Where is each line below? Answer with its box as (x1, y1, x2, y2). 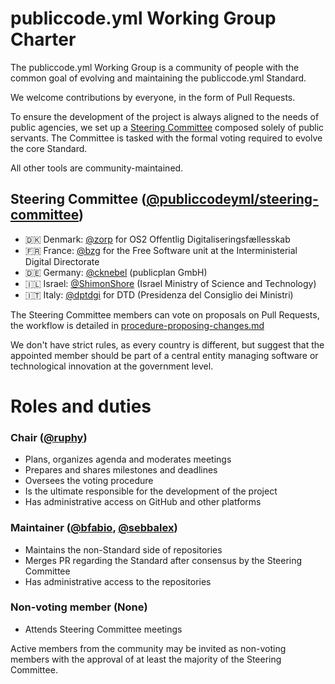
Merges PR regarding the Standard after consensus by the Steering (24, 554, 303, 566)
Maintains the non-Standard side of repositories (24, 543, 223, 556)
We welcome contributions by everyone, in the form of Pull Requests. (10, 91, 296, 103)
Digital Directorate (24, 255, 100, 267)
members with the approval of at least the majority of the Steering (10, 653, 282, 665)
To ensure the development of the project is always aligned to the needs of (10, 110, 320, 122)
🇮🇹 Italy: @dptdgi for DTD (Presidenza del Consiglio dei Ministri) (24, 288, 294, 301)
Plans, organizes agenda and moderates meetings (24, 453, 232, 466)
